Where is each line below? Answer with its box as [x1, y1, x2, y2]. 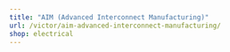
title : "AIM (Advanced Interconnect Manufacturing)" [9, 12, 209, 22]
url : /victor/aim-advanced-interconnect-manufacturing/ [9, 21, 221, 30]
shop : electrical [9, 29, 74, 38]
